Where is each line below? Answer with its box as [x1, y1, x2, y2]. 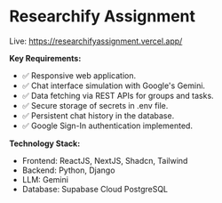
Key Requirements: [9, 53, 82, 63]
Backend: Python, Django [21, 165, 115, 175]
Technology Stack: [9, 138, 81, 149]
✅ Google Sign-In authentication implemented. [21, 120, 194, 131]
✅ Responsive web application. [21, 69, 136, 81]
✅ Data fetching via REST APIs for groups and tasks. [21, 90, 215, 101]
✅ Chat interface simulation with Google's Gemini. [21, 80, 206, 91]
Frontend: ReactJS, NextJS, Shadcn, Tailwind [21, 155, 188, 166]
